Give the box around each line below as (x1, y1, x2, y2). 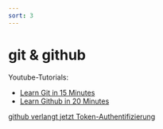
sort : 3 (8, 11, 34, 20)
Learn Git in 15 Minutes (19, 88, 95, 97)
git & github (8, 45, 86, 64)
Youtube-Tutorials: (8, 72, 69, 82)
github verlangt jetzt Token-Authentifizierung (8, 111, 156, 121)
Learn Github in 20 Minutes (19, 96, 110, 106)
